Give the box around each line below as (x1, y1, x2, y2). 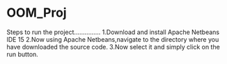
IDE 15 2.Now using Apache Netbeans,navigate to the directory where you (6, 35, 219, 43)
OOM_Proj (6, 5, 67, 21)
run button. (6, 50, 39, 58)
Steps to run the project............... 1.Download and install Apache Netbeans (6, 28, 220, 36)
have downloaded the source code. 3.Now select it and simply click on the (6, 42, 220, 51)
